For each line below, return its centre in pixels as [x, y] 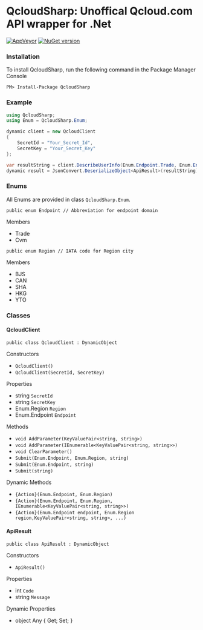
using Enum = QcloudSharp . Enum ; [47, 121]
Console [17, 76]
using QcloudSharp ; [31, 115]
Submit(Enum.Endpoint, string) [54, 465]
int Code [24, 591]
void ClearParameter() [43, 452]
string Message [32, 597]
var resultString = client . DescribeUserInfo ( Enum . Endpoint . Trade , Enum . [100, 165]
